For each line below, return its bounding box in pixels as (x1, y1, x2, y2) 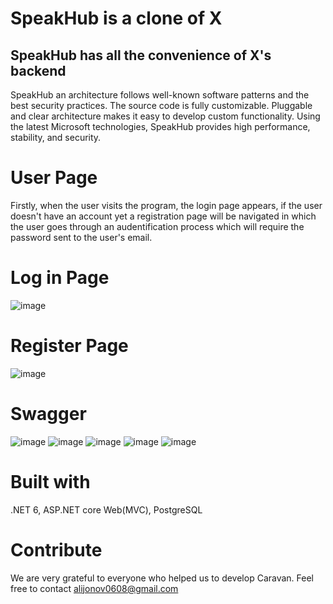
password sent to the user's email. (10, 231, 153, 243)
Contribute (10, 538, 103, 561)
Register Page (10, 335, 129, 357)
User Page (10, 167, 98, 189)
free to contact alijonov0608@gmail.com (10, 582, 179, 594)
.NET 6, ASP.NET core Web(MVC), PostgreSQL (10, 503, 203, 516)
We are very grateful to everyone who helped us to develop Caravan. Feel (10, 572, 314, 584)
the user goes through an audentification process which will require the (10, 220, 305, 232)
